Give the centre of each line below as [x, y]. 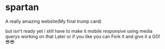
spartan [22, 7]
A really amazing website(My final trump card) [53, 21]
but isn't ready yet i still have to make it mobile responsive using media [79, 31]
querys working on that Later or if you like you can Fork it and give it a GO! [83, 36]
